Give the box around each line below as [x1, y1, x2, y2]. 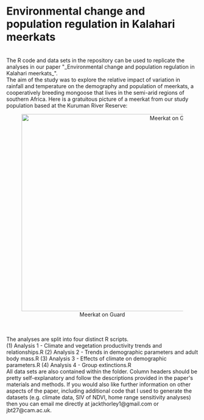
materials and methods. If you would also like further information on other [6, 380, 191, 388]
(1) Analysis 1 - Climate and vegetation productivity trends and [6, 342, 163, 349]
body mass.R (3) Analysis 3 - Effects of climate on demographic [6, 354, 167, 362]
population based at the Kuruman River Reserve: [6, 102, 128, 109]
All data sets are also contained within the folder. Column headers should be [6, 368, 198, 375]
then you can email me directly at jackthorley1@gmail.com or [6, 400, 160, 407]
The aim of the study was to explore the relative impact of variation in [6, 76, 181, 83]
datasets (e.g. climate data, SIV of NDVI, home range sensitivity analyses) [6, 393, 191, 401]
